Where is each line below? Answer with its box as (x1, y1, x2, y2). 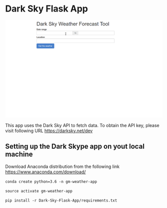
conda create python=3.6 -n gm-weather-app (5, 179, 97, 184)
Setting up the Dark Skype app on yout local (5, 142, 145, 151)
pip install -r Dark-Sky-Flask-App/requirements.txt (5, 198, 117, 203)
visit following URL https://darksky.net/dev (5, 128, 93, 134)
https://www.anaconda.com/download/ (5, 169, 86, 175)
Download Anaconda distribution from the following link (5, 163, 120, 169)
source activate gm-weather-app (5, 188, 72, 193)
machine (5, 150, 33, 159)
